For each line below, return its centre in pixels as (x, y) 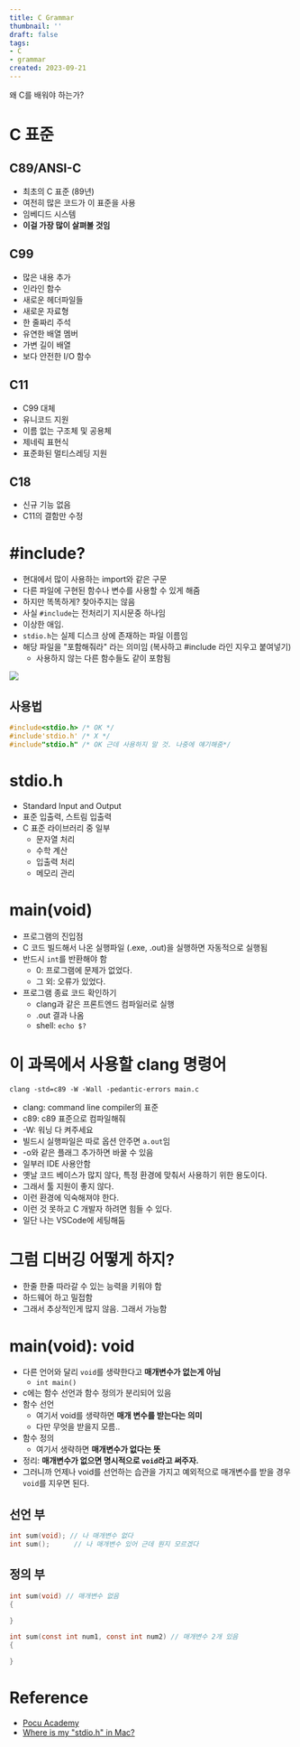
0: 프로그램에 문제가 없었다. (84, 970)
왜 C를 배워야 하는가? (47, 95)
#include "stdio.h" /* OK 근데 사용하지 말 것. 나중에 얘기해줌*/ (120, 744)
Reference (49, 1698)
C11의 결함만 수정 (53, 516)
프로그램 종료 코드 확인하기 (69, 992)
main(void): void (72, 1346)
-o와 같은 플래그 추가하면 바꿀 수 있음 (88, 1152)
